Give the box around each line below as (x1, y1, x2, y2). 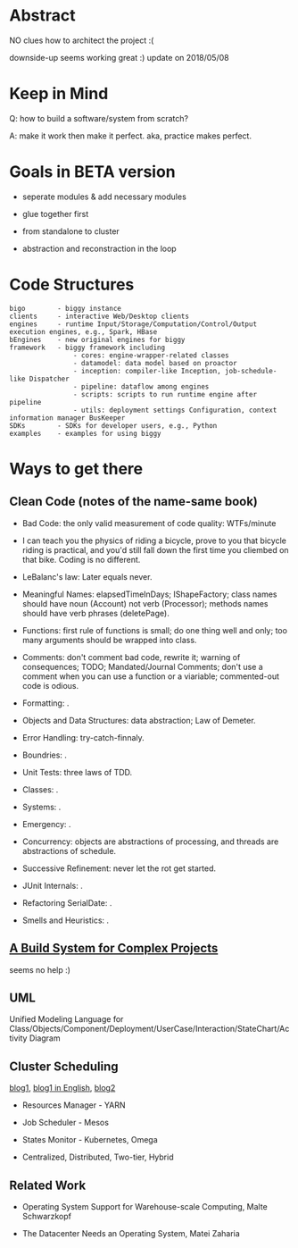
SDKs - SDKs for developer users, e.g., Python (9, 421, 218, 430)
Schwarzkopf (21, 1211, 71, 1221)
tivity (9, 1033, 28, 1043)
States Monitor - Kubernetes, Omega (21, 1135, 158, 1145)
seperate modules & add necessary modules (21, 191, 187, 202)
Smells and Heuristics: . (21, 915, 110, 926)
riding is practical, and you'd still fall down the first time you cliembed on (21, 544, 289, 555)
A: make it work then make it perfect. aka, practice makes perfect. (9, 130, 252, 141)
